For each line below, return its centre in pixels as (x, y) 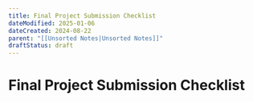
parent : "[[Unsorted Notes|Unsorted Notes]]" (86, 38)
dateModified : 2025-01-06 (51, 23)
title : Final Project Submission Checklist (82, 16)
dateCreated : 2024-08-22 (50, 31)
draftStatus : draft (41, 46)
